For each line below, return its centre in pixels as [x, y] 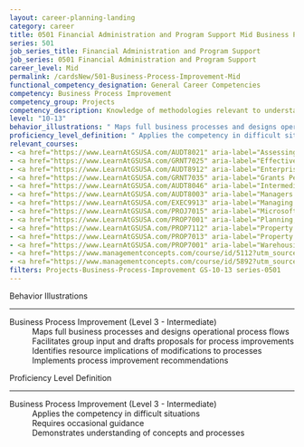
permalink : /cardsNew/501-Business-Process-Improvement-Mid [125, 77]
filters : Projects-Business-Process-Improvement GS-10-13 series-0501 [145, 271]
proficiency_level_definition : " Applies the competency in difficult [145, 136]
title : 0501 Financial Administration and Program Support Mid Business [149, 34]
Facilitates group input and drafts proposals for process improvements [163, 341]
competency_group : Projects [62, 102]
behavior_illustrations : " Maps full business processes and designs [143, 128]
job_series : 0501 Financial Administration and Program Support [133, 60]
